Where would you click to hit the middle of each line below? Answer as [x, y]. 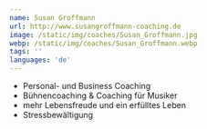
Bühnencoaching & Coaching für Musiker [100, 95]
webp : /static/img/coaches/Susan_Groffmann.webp [103, 43]
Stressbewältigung [58, 115]
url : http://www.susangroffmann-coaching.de [95, 26]
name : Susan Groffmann [52, 18]
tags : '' [26, 52]
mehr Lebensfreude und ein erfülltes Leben [104, 105]
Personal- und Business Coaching [87, 86]
